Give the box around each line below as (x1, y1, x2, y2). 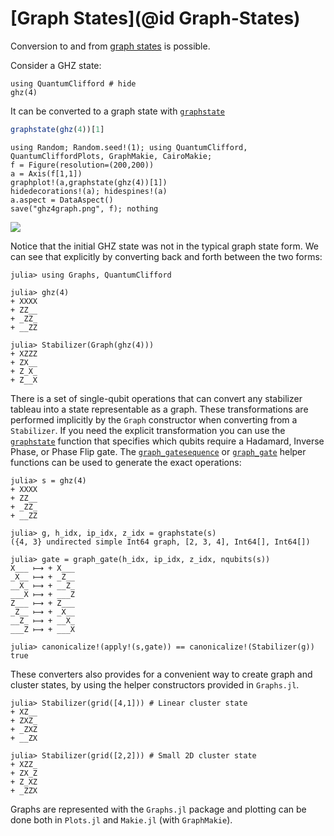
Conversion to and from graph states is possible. (10, 40, 211, 52)
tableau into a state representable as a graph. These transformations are (10, 403, 309, 415)
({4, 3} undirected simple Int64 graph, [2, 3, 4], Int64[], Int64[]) (10, 537, 311, 547)
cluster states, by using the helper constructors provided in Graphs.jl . (10, 678, 300, 691)
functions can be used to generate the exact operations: (10, 456, 242, 468)
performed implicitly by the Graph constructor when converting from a (10, 413, 298, 426)
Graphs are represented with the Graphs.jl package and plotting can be (10, 803, 307, 815)
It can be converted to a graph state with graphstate (10, 105, 225, 117)
